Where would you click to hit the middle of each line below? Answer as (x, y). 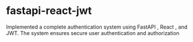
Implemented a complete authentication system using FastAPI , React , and (97, 27)
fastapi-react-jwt (49, 11)
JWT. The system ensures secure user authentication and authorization (93, 33)
